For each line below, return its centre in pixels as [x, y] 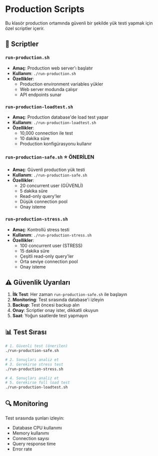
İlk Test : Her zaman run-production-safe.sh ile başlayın [70, 294]
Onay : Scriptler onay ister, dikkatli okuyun [55, 310]
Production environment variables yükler [62, 84]
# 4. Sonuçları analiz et [32, 378]
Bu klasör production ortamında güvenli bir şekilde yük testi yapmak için [79, 23]
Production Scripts [45, 9]
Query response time [34, 443]
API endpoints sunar [41, 94]
